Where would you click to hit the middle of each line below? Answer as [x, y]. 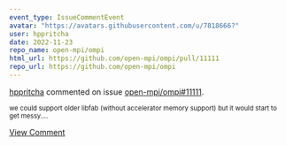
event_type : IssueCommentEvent [67, 17]
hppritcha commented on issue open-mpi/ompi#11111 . [107, 92]
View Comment [37, 132]
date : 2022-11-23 [41, 42]
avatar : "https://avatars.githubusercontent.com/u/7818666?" [124, 26]
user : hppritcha [39, 34]
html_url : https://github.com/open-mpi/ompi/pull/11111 [114, 58]
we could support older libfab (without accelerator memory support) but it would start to [143, 108]
